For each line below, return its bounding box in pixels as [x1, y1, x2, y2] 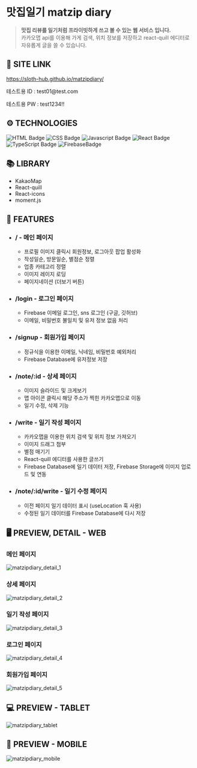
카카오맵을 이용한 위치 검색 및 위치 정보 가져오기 [23, 433, 136, 440]
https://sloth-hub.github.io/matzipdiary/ [6, 75, 104, 82]
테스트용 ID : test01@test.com [6, 88, 79, 95]
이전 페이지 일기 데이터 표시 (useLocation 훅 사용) [23, 502, 142, 509]
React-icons [14, 190, 45, 198]
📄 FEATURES [6, 214, 55, 224]
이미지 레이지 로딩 [23, 271, 66, 278]
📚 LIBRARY [6, 159, 50, 169]
